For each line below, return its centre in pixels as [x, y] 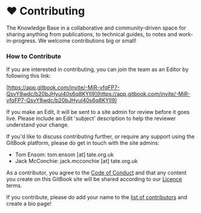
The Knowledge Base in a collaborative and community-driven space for [96, 28]
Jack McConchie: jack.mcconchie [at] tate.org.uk [76, 161]
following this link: [29, 76]
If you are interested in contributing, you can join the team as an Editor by [97, 69]
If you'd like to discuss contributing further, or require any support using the [101, 136]
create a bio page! [29, 204]
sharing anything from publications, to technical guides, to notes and [92, 34]
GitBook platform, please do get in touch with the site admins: [83, 143]
